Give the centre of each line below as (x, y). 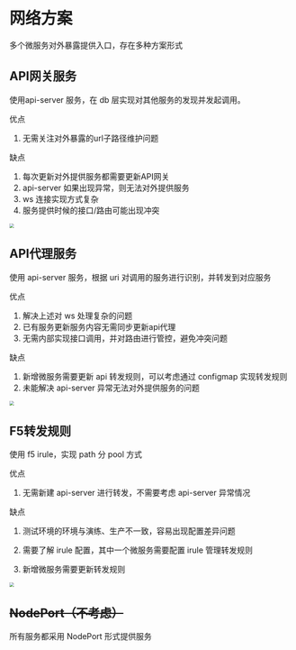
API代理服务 (43, 254)
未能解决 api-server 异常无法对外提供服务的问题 (111, 388)
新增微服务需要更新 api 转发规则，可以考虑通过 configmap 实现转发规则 (155, 376)
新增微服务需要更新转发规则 (74, 570)
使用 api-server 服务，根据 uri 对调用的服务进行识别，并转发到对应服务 (140, 277)
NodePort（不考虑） (67, 613)
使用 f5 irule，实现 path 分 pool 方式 (76, 454)
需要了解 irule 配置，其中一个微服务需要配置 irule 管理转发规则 (138, 550)
